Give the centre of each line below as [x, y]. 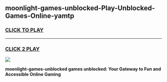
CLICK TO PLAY [24, 30]
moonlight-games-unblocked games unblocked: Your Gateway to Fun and [83, 69]
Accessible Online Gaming [33, 74]
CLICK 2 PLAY [22, 49]
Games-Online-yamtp [40, 16]
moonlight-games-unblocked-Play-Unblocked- [80, 8]
